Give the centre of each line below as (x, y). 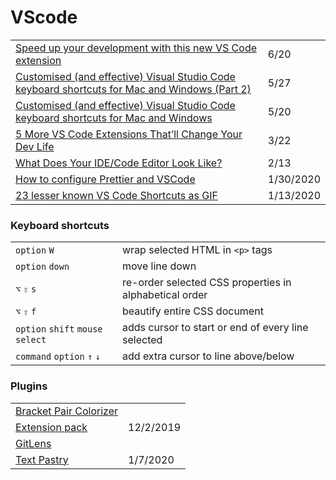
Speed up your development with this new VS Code (136, 48)
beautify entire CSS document (193, 311)
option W (35, 250)
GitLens (33, 443)
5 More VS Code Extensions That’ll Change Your (129, 134)
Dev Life (35, 146)
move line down (159, 266)
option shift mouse (59, 329)
